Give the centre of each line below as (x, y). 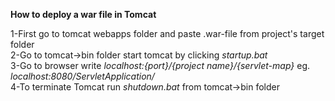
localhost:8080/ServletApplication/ (82, 76)
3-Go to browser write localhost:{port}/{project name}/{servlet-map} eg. (160, 65)
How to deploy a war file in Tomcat (83, 14)
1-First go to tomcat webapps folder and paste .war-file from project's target (167, 33)
